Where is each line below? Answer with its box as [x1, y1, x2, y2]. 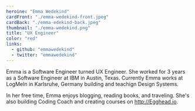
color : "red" [6, 36, 38, 41]
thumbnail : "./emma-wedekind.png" [6, 25, 91, 31]
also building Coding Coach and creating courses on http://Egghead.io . [6, 98, 179, 105]
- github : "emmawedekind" [11, 47, 75, 53]
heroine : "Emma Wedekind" [6, 8, 69, 15]
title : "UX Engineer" [6, 30, 59, 36]
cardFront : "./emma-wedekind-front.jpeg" [6, 14, 109, 20]
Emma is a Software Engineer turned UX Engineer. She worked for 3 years [6, 68, 186, 75]
